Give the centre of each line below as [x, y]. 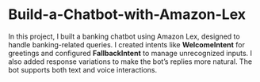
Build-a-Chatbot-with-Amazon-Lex [127, 15]
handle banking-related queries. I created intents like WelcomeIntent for [127, 44]
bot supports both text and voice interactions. [83, 69]
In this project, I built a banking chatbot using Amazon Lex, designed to [124, 36]
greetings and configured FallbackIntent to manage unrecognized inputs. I [130, 53]
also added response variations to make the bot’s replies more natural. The [130, 61]
